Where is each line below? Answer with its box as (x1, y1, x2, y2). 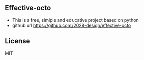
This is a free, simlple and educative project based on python (12, 17, 139, 23)
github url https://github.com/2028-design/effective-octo (12, 22, 131, 28)
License (5, 37, 30, 45)
